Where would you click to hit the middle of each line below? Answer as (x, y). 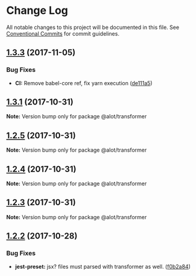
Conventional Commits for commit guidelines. (63, 33)
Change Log (37, 11)
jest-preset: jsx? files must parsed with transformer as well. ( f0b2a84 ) (103, 266)
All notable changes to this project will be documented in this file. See (93, 27)
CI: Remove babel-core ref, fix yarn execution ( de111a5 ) (84, 83)
